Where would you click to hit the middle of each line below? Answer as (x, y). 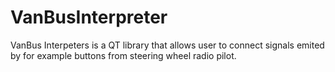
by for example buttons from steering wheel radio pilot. (123, 55)
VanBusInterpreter (89, 17)
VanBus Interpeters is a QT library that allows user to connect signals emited (167, 45)
